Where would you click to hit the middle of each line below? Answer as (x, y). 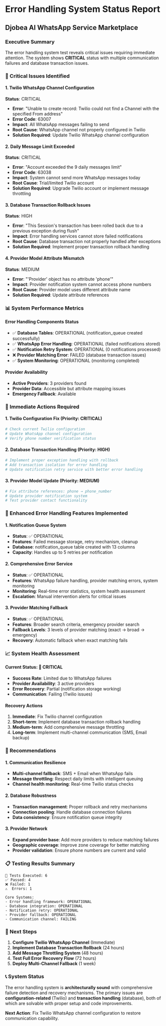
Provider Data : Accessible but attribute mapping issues (69, 388)
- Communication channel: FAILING (41, 919)
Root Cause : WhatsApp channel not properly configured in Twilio (79, 130)
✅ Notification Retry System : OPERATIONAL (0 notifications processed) (86, 349)
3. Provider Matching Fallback (37, 608)
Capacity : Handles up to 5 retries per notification (62, 552)
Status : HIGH (19, 216)
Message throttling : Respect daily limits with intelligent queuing (78, 779)
